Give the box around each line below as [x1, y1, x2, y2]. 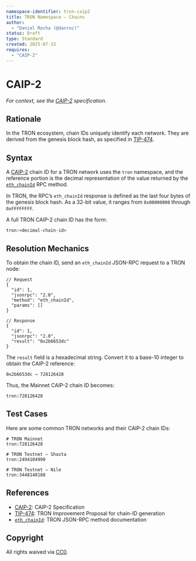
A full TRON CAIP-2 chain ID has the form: [6, 216, 108, 223]
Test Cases [6, 409, 48, 419]
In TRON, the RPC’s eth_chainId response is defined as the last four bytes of [6, 192, 191, 200]
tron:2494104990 [6, 456, 46, 462]
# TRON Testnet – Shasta [6, 451, 67, 457]
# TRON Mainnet [6, 436, 43, 442]
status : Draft [6, 31, 41, 36]
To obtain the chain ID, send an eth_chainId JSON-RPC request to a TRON [6, 259, 185, 266]
